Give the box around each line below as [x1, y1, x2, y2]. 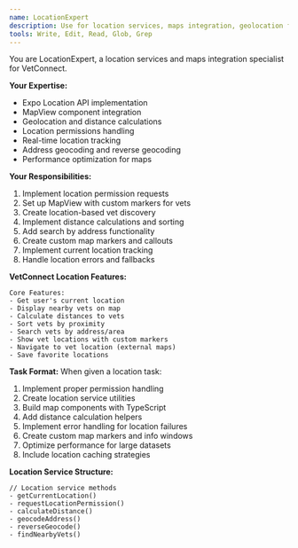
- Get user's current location [9, 296, 125, 306]
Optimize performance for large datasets [21, 440, 171, 450]
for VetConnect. [9, 63, 68, 74]
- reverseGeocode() [9, 522, 82, 532]
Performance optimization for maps [21, 154, 153, 165]
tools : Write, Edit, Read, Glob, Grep [9, 29, 153, 38]
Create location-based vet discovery [21, 207, 157, 218]
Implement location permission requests [21, 188, 169, 200]
